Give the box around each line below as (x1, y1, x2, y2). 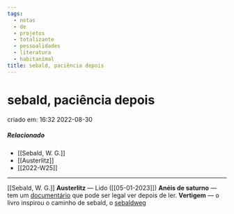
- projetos (13, 29, 45, 37)
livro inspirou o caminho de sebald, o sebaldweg (7, 198, 146, 206)
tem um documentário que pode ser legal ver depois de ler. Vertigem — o (7, 191, 219, 199)
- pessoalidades (13, 43, 61, 49)
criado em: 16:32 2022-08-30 (7, 115, 93, 123)
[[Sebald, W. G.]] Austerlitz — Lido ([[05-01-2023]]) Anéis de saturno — (7, 183, 217, 192)
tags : (7, 10, 23, 17)
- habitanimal (13, 56, 54, 63)
